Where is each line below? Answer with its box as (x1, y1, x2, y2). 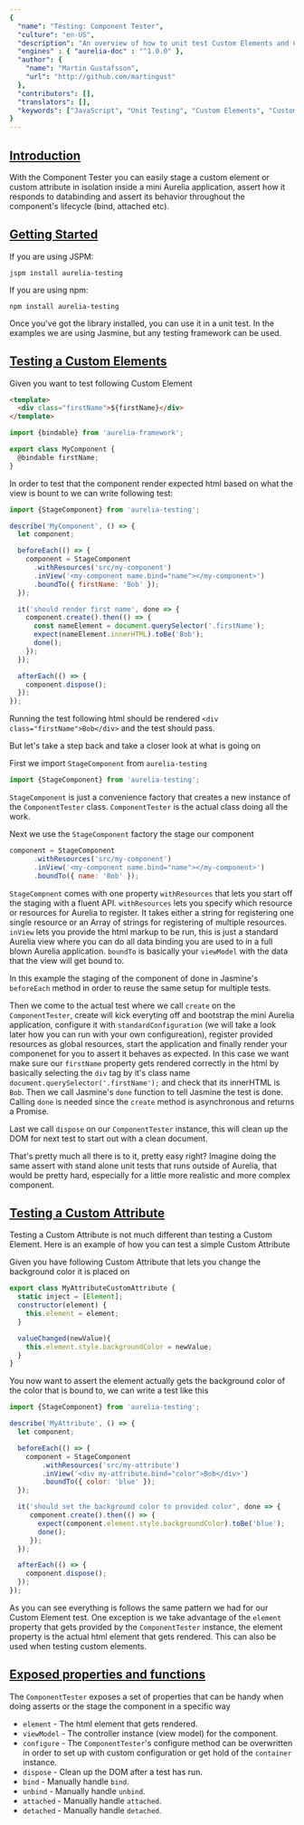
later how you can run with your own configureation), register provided (9, 1029, 273, 1040)
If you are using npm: (9, 284, 89, 295)
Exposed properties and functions (9, 1667, 206, 1683)
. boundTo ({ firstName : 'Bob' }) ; (33, 580, 160, 589)
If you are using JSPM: (9, 251, 94, 262)
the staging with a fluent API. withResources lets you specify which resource (9, 898, 293, 908)
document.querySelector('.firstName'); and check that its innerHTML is (9, 1077, 280, 1088)
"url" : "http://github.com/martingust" (25, 72, 176, 82)
